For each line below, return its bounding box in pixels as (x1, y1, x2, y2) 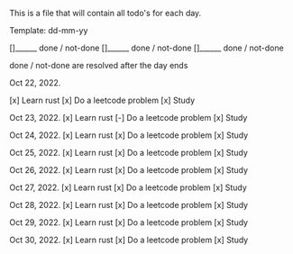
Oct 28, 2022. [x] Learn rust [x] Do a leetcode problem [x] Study (9, 200, 249, 210)
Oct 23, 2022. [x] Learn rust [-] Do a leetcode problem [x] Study (9, 113, 248, 122)
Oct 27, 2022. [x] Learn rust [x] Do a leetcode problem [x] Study (9, 182, 248, 193)
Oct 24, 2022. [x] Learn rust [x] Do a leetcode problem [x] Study (9, 130, 249, 141)
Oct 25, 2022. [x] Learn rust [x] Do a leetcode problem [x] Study (9, 148, 248, 158)
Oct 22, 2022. (9, 77, 61, 88)
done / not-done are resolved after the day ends (9, 60, 188, 70)
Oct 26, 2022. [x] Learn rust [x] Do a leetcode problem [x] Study (9, 165, 249, 175)
